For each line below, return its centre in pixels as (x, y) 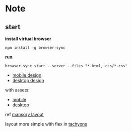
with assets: (17, 90)
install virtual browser (28, 39)
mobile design (27, 75)
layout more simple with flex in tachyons (46, 124)
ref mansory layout (24, 114)
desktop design (28, 80)
